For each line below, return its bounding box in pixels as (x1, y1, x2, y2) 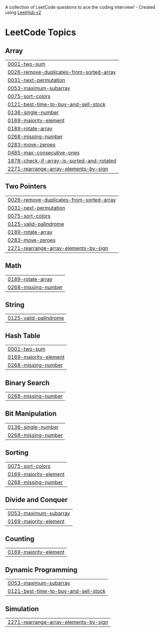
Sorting (5, 448, 29, 457)
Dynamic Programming (5, 566, 78, 574)
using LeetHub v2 (5, 9, 41, 15)
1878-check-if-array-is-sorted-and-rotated (7, 157, 117, 164)
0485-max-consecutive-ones (7, 149, 80, 156)
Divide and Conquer (5, 496, 68, 504)
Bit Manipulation (5, 409, 57, 418)
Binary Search (5, 379, 50, 387)
